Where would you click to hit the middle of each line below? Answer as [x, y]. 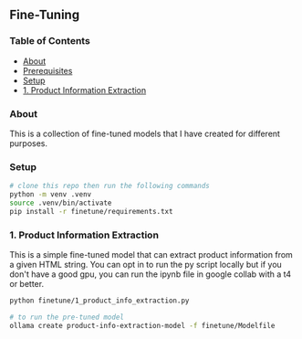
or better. [26, 284]
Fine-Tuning [45, 15]
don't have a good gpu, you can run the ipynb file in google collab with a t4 [151, 274]
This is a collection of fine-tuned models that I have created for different [145, 133]
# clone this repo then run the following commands [109, 186]
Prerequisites [47, 70]
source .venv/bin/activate [61, 203]
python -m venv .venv [51, 195]
